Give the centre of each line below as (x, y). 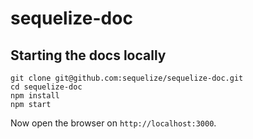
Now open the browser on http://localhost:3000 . (113, 123)
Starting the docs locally (88, 55)
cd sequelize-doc (46, 87)
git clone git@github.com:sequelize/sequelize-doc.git (127, 78)
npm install (35, 96)
